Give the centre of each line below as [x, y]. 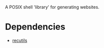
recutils [20, 40]
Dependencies [35, 27]
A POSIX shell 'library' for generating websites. [52, 7]
